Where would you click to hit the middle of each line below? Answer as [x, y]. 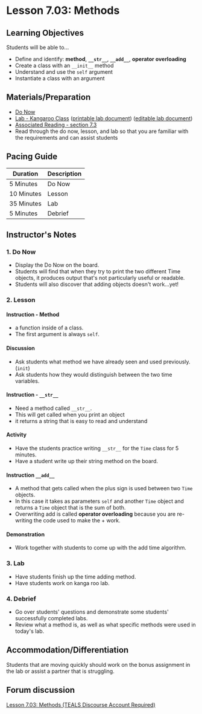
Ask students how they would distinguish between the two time [94, 374]
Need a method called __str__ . [53, 408]
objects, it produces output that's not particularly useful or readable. [100, 278]
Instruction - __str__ [32, 395]
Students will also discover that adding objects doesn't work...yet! [97, 284]
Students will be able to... [38, 47]
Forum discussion [41, 690]
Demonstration [26, 534]
